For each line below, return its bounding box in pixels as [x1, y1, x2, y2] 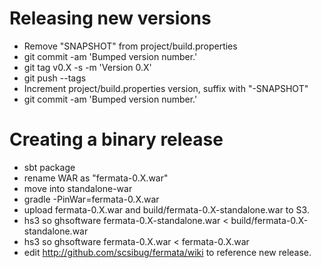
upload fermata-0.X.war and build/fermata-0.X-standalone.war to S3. [23, 203, 310, 216]
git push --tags [23, 72, 87, 84]
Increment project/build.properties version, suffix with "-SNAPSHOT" [23, 82, 309, 94]
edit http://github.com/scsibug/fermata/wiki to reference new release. [23, 246, 312, 258]
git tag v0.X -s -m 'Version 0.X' [23, 61, 152, 73]
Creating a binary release [9, 128, 224, 151]
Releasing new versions [9, 7, 212, 30]
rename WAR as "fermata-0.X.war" [23, 172, 169, 184]
